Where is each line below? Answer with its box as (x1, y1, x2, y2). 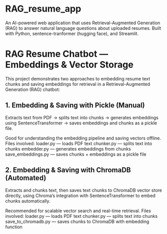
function (5, 223, 23, 230)
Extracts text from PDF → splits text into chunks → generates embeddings (5, 114, 158, 120)
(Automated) (5, 174, 46, 182)
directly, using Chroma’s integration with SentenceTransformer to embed (5, 193, 156, 199)
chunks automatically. (5, 198, 51, 204)
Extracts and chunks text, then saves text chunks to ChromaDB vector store (5, 187, 162, 193)
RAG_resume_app (5, 3, 81, 15)
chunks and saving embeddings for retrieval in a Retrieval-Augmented (5, 81, 150, 87)
